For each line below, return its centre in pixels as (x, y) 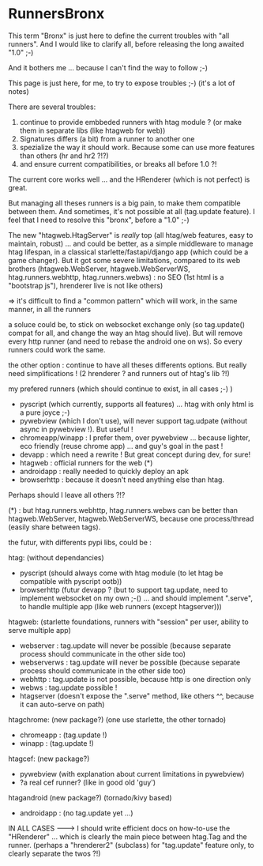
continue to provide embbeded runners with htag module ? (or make (131, 122)
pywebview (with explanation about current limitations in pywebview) (132, 774)
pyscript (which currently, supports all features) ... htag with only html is (137, 404)
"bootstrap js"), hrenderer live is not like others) (86, 285)
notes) (19, 91)
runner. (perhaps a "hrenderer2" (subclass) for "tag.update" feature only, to (131, 845)
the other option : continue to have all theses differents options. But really (128, 365)
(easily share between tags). (54, 527)
